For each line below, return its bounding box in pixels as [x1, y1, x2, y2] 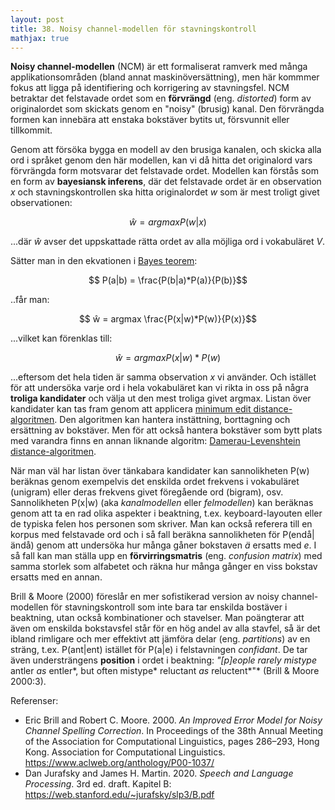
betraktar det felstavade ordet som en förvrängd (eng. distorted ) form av [10, 92, 312, 105]
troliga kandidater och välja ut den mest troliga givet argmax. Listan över [10, 392, 312, 405]
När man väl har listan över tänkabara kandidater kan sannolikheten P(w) [10, 465, 310, 477]
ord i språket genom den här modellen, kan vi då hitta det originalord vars [10, 154, 313, 166]
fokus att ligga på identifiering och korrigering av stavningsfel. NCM [10, 82, 290, 94]
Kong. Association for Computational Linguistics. [24, 746, 226, 758]
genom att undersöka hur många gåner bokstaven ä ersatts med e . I [36, 539, 317, 551]
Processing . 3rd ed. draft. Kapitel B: [24, 778, 172, 790]
